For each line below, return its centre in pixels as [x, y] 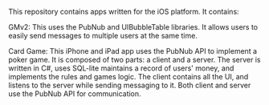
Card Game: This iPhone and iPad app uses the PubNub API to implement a [133, 51]
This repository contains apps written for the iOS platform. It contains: [124, 12]
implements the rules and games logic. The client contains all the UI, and [128, 77]
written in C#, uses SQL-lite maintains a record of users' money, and [121, 68]
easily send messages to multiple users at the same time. [103, 36]
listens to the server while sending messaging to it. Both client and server [130, 85]
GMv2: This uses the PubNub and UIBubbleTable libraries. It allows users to [133, 27]
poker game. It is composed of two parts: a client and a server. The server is [134, 60]
